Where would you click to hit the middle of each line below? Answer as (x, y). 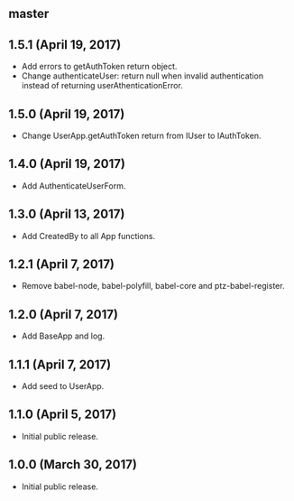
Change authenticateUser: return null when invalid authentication (142, 76)
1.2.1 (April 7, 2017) (61, 264)
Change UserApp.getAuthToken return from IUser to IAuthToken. (141, 136)
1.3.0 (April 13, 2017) (67, 214)
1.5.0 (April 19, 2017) (67, 114)
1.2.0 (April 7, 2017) (64, 314)
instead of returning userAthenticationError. (102, 86)
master (29, 14)
